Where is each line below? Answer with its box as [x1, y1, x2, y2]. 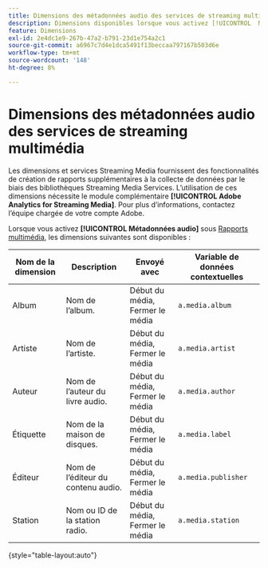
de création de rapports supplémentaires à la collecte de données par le [8, 174, 246, 184]
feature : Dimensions [8, 26, 77, 34]
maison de [65, 429, 105, 440]
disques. [65, 438, 98, 450]
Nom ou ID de [65, 505, 118, 516]
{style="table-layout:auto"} [8, 550, 97, 560]
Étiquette [12, 429, 46, 440]
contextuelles [190, 271, 244, 282]
